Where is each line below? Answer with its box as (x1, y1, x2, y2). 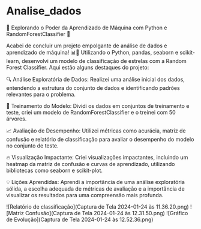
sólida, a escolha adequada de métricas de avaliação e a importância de (6, 185, 185, 192)
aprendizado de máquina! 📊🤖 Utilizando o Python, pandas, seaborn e (6, 49, 179, 56)
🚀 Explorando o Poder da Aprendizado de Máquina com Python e (6, 24, 167, 31)
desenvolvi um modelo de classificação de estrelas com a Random (22, 57, 187, 64)
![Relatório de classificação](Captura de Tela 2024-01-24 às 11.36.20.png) (6, 203, 189, 210)
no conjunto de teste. (6, 142, 59, 149)
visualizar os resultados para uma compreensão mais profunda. (6, 191, 164, 198)
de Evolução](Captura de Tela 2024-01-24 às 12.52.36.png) (6, 216, 154, 223)
